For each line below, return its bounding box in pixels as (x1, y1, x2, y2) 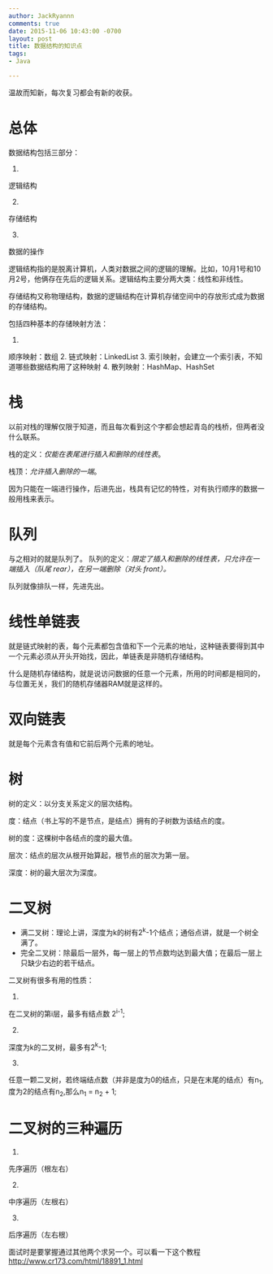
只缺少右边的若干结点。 (19, 958, 99, 968)
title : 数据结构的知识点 (8, 42, 83, 50)
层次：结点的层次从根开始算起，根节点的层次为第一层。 (8, 850, 193, 860)
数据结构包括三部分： (8, 147, 80, 157)
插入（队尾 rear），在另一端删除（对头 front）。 (15, 564, 171, 574)
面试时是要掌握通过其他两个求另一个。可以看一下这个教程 (8, 1246, 201, 1256)
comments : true (8, 19, 60, 28)
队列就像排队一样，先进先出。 (8, 581, 108, 591)
